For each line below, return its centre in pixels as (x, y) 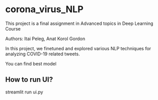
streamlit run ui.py (24, 92)
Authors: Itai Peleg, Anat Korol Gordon (45, 39)
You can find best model (31, 63)
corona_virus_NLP (44, 9)
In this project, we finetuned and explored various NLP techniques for (78, 48)
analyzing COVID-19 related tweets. (43, 54)
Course (13, 28)
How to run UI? (29, 80)
